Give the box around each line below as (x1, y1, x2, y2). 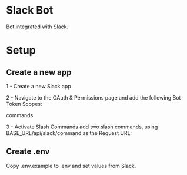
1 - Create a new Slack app (6, 82, 72, 90)
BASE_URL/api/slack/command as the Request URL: (6, 129, 132, 136)
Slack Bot (6, 4, 54, 17)
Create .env (6, 147, 50, 157)
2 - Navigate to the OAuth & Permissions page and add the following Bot (6, 94, 181, 101)
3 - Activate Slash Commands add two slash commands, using (6, 123, 158, 130)
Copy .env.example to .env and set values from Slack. (6, 162, 136, 169)
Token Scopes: (6, 100, 42, 107)
